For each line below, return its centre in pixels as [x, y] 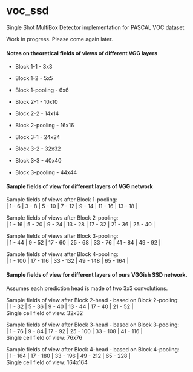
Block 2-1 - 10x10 [37, 102]
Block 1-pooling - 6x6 [42, 90]
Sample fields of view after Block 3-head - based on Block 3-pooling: [93, 325]
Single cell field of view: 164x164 [47, 362]
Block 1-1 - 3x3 [34, 67]
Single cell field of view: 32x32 [45, 313]
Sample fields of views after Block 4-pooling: [63, 254]
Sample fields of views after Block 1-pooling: [62, 200]
